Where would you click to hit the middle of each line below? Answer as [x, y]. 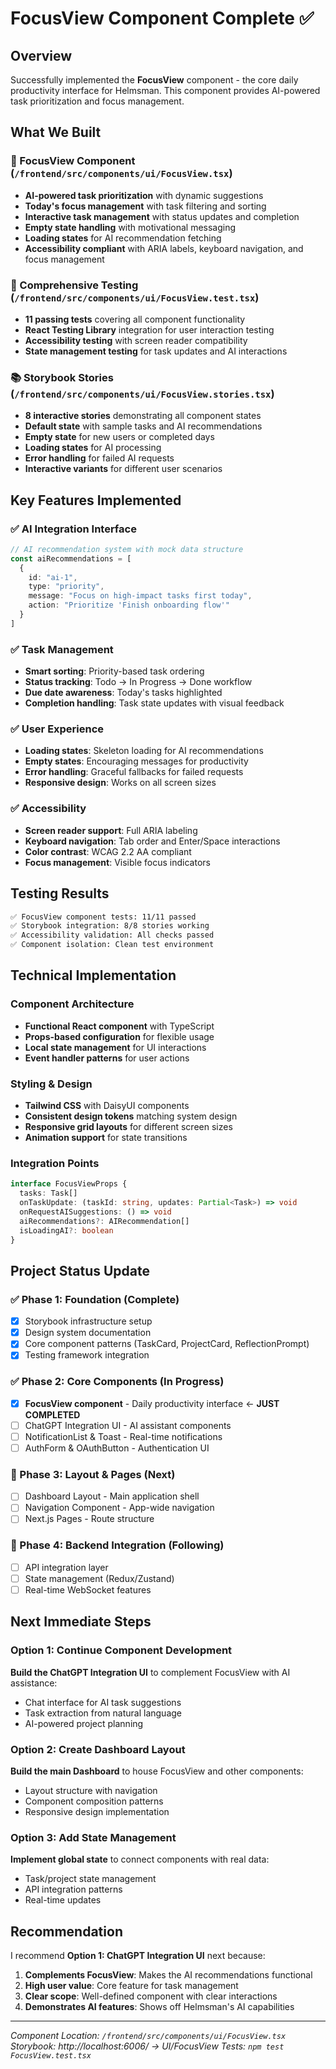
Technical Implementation [93, 975]
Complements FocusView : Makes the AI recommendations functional [168, 1975]
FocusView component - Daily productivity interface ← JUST [152, 1403]
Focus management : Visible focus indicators [117, 862]
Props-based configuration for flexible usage [119, 1036]
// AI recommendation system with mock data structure [127, 549]
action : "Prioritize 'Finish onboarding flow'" [129, 605]
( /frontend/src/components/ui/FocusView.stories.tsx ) [142, 394]
